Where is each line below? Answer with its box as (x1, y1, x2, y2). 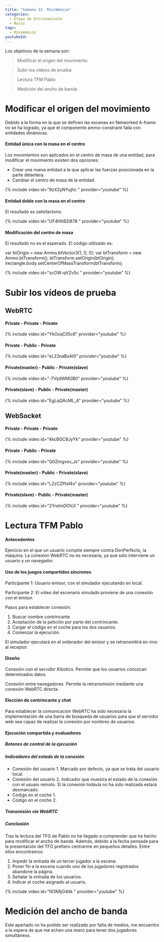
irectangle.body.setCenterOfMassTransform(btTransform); (5, 261, 123, 266)
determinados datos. (5, 671, 47, 677)
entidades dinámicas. (5, 130, 48, 135)
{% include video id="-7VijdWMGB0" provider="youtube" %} (5, 375, 129, 381)
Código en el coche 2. (12, 797, 57, 803)
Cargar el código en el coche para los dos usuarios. (12, 624, 117, 630)
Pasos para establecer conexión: (5, 604, 71, 610)
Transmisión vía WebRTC (5, 808, 58, 814)
